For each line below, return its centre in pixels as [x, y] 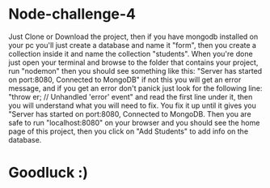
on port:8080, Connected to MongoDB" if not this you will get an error [125, 79]
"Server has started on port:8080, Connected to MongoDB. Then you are [130, 113]
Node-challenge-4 [72, 14]
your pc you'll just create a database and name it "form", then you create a [133, 45]
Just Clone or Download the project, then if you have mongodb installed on [133, 36]
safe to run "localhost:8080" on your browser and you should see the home [134, 122]
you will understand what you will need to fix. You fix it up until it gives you [132, 105]
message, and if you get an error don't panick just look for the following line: [135, 88]
